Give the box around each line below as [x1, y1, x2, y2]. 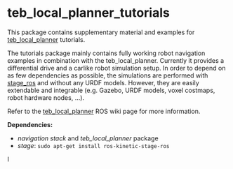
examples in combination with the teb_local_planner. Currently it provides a [7, 56, 225, 64]
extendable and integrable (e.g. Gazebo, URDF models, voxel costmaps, [7, 86, 215, 94]
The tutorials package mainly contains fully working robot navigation [7, 49, 206, 57]
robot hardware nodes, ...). [7, 93, 85, 102]
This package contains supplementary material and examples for [7, 28, 195, 36]
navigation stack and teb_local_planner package [17, 134, 159, 142]
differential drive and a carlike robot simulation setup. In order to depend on [7, 64, 226, 72]
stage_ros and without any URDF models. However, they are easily [7, 78, 199, 87]
